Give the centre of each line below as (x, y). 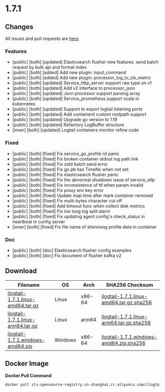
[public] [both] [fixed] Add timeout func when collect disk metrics (78, 206)
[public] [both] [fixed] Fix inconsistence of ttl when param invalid (78, 185)
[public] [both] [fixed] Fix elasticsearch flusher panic (65, 174)
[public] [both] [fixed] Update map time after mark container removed (82, 196)
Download (21, 271)
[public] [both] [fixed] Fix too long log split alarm (61, 211)
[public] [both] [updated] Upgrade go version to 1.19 (65, 120)
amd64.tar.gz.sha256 (127, 302)
